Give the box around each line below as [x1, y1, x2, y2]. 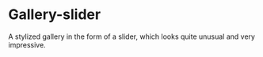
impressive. [8, 40, 46, 49]
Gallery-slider [8, 6, 101, 24]
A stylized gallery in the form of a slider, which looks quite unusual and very [8, 32, 256, 41]
